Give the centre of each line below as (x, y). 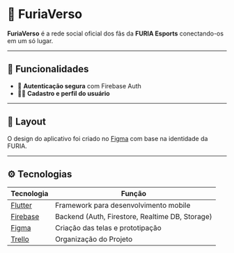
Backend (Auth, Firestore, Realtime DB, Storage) (134, 217)
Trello (20, 239)
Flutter (22, 206)
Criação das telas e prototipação (108, 228)
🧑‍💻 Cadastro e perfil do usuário (63, 93)
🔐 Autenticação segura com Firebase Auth (79, 85)
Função (133, 194)
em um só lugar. (30, 40)
